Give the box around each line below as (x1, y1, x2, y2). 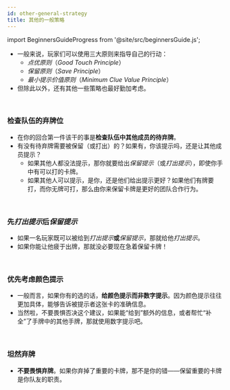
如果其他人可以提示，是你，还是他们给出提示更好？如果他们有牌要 (27, 176, 214, 184)
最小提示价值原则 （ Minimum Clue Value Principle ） (27, 75, 173, 83)
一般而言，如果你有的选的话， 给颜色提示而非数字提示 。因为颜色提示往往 (16, 292, 222, 300)
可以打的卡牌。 (39, 167, 82, 175)
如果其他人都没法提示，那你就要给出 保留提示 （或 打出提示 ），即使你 (27, 159, 218, 167)
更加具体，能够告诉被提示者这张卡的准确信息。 (16, 300, 150, 308)
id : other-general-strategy (7, 10, 88, 17)
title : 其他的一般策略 (7, 17, 65, 23)
